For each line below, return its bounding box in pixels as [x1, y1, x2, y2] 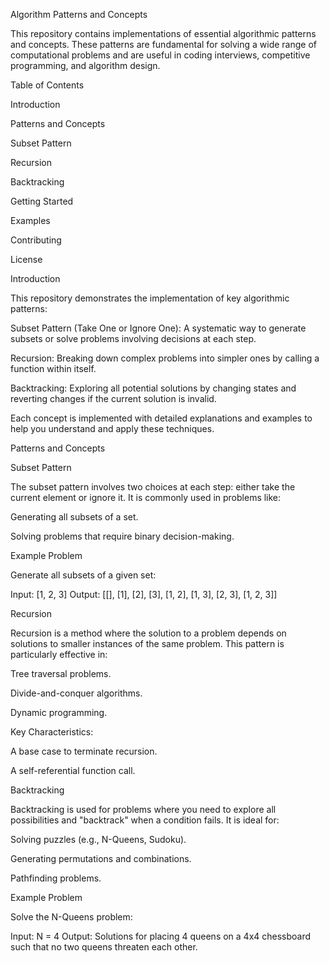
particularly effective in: [10, 649, 108, 660]
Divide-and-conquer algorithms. [10, 687, 143, 699]
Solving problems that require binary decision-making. [10, 530, 235, 542]
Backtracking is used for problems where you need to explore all [10, 804, 277, 815]
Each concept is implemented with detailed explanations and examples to [10, 412, 313, 424]
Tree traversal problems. [10, 668, 112, 679]
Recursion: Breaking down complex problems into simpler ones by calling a [10, 352, 320, 364]
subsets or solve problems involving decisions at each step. [10, 333, 257, 344]
